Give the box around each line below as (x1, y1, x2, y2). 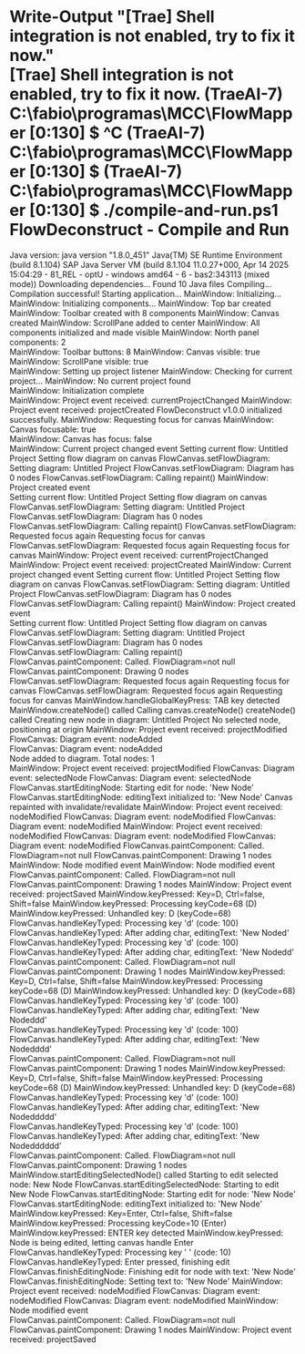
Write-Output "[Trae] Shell (9, 6, 216, 27)
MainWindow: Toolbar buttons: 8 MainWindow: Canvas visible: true (9, 346, 261, 357)
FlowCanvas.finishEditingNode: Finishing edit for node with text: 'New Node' (9, 1266, 296, 1277)
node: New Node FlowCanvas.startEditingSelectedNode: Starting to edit (9, 1178, 280, 1190)
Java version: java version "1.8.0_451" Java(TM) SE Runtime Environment (9, 249, 283, 261)
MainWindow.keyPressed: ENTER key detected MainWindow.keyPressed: (9, 1227, 284, 1238)
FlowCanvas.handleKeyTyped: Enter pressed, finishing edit (9, 1256, 230, 1267)
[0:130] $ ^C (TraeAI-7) (28, 123, 206, 143)
